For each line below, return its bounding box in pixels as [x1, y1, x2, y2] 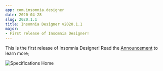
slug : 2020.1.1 [5, 17, 37, 22]
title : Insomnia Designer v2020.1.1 [5, 21, 83, 27]
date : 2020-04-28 [5, 12, 42, 17]
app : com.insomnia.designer [5, 7, 65, 13]
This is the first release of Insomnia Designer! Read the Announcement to [5, 45, 158, 51]
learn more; [5, 50, 29, 56]
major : [5, 26, 19, 31]
